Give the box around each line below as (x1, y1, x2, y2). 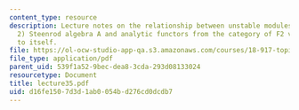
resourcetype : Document (9, 71, 98, 80)
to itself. (17, 37, 58, 47)
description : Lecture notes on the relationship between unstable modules (9, 21, 293, 30)
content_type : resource (9, 12, 98, 22)
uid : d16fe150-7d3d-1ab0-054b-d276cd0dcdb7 (9, 87, 174, 96)
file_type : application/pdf (9, 54, 114, 63)
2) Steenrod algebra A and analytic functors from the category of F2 (17, 29, 285, 38)
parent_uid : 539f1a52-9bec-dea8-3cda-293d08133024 (9, 63, 201, 72)
